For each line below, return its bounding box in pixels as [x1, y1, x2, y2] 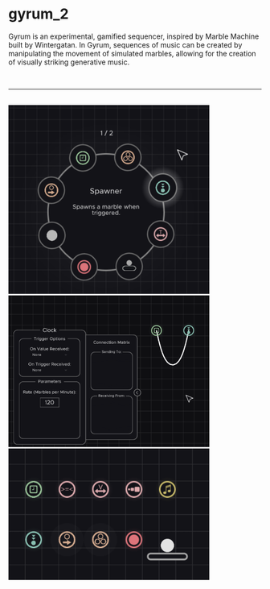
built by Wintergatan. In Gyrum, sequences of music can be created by [8, 39, 243, 49]
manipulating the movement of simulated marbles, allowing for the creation [8, 48, 256, 58]
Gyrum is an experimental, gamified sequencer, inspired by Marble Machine [8, 31, 260, 41]
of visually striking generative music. [8, 57, 130, 67]
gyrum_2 [8, 5, 69, 23]
